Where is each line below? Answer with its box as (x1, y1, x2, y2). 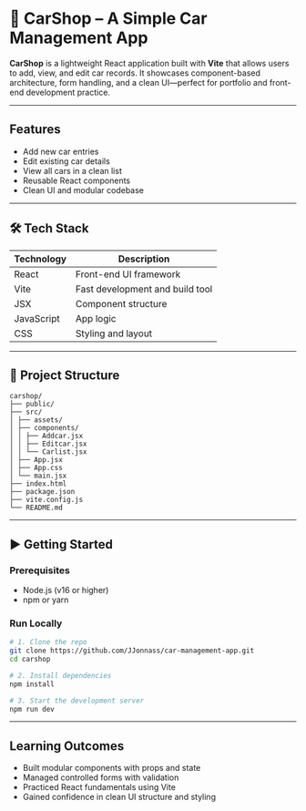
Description (117, 252, 170, 265)
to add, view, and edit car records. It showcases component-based (9, 67, 261, 78)
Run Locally (9, 617, 63, 630)
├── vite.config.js (9, 496, 84, 505)
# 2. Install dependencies (9, 671, 112, 680)
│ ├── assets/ (9, 416, 64, 425)
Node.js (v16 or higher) (22, 585, 109, 596)
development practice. (25, 87, 111, 98)
